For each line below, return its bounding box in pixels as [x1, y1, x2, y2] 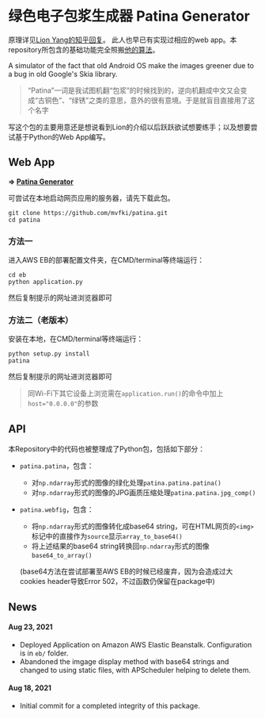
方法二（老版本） [8, 314, 74, 325]
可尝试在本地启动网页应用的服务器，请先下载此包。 [8, 193, 175, 202]
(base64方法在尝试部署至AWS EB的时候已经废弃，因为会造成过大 [19, 566, 233, 576]
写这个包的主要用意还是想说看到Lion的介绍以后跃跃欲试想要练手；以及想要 [8, 122, 251, 132]
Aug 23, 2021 [8, 622, 53, 632]
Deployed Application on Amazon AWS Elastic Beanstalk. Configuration [19, 639, 252, 649]
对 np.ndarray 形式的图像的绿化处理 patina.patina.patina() [31, 478, 221, 488]
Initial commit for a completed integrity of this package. [19, 701, 200, 710]
